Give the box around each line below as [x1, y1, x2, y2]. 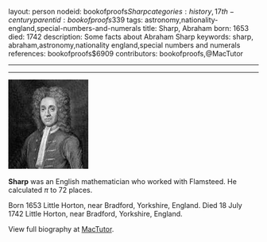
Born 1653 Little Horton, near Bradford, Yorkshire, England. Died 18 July [8, 201, 242, 209]
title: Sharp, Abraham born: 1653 [142, 24, 249, 33]
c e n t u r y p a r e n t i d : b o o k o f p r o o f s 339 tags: [8, 15, 143, 25]
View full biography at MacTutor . [8, 225, 114, 233]
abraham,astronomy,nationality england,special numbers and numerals [8, 40, 241, 50]
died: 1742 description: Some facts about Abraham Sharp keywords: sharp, [8, 32, 254, 41]
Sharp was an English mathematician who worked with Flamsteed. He [8, 177, 237, 186]
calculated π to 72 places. [8, 186, 93, 194]
